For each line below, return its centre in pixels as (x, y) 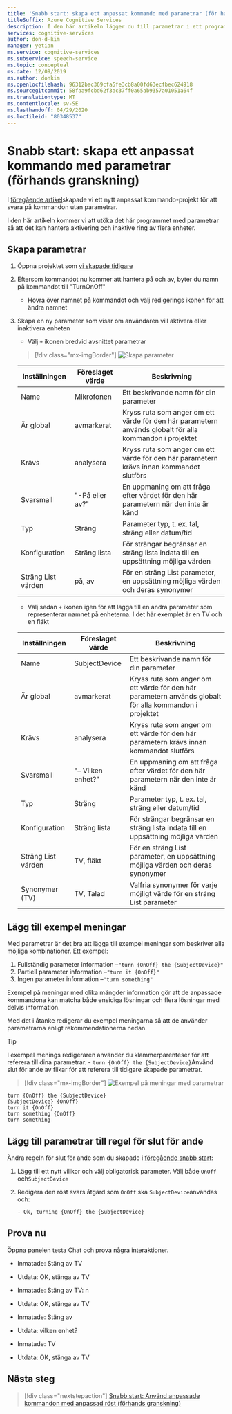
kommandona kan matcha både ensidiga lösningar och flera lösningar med (113, 1000)
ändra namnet (47, 307)
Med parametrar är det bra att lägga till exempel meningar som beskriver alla (116, 944)
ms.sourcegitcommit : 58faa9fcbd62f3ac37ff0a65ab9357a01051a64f (100, 91)
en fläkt (38, 622)
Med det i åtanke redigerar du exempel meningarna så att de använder (107, 1021)
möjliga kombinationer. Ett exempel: (58, 951)
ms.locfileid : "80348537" (44, 116)
